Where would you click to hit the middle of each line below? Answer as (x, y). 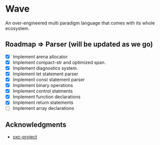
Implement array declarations (43, 108)
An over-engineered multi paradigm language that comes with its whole (80, 23)
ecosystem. (18, 28)
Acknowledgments (36, 124)
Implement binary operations (43, 85)
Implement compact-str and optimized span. (59, 62)
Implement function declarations (46, 97)
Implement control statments (43, 91)
